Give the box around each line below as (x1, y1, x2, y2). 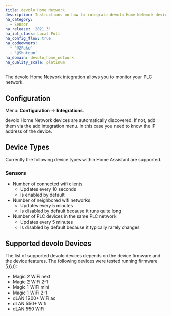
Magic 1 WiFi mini (12, 284, 49, 290)
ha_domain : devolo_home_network (5, 55, 74, 60)
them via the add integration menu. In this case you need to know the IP (5, 123, 156, 129)
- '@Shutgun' (10, 50, 38, 55)
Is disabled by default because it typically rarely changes (20, 224, 140, 230)
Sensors (5, 169, 26, 176)
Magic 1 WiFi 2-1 (12, 289, 47, 296)
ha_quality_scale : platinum (5, 60, 65, 65)
